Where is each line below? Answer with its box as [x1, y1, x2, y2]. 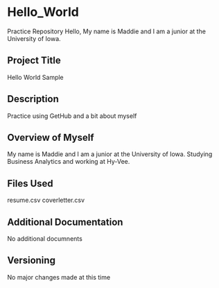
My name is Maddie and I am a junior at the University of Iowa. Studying [7, 150, 213, 158]
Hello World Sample [7, 73, 64, 81]
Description [7, 93, 59, 105]
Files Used [7, 178, 53, 189]
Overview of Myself [7, 131, 95, 143]
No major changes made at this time [7, 273, 111, 281]
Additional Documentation [7, 216, 123, 228]
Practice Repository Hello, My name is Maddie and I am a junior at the [7, 27, 207, 35]
